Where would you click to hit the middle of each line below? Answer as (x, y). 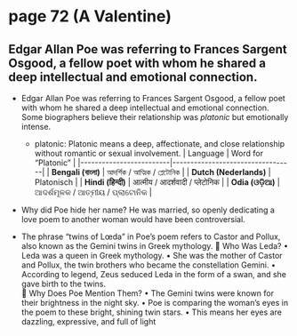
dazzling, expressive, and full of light (88, 321)
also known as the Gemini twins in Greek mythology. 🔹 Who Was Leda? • (155, 246)
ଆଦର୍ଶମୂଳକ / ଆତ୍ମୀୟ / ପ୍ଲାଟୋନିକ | (93, 192)
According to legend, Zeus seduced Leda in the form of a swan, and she (153, 274)
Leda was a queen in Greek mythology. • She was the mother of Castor (152, 256)
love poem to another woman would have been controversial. (133, 219)
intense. (36, 127)
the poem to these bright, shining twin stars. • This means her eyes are (151, 312)
